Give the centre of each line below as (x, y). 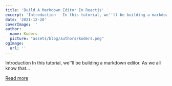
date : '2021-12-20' (26, 19)
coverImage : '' (21, 24)
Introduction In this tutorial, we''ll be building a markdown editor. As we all (83, 62)
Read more (17, 78)
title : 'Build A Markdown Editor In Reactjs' (55, 10)
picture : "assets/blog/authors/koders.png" (57, 39)
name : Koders (24, 34)
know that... (18, 68)
